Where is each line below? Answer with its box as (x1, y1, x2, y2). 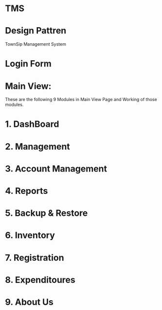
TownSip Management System (5, 41, 67, 47)
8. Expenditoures (5, 274, 75, 285)
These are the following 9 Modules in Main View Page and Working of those (5, 97, 157, 103)
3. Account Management (5, 163, 108, 174)
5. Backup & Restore (5, 207, 88, 219)
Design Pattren (5, 25, 67, 36)
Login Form (5, 58, 52, 69)
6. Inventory (5, 230, 55, 241)
